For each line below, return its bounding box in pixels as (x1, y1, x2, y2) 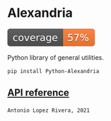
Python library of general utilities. (7, 53, 104, 61)
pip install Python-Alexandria (7, 68, 100, 75)
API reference (7, 87, 69, 99)
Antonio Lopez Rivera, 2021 (7, 107, 90, 114)
